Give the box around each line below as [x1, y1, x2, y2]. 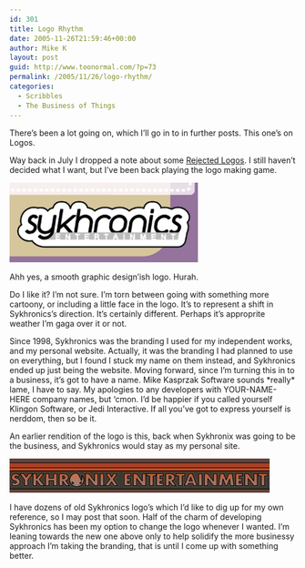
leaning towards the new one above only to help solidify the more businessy [9, 531, 295, 542]
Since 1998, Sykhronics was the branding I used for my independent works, [9, 335, 293, 346]
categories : [9, 82, 55, 91]
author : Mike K [9, 44, 67, 53]
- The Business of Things [17, 101, 117, 110]
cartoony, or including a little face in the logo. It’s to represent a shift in [9, 299, 274, 309]
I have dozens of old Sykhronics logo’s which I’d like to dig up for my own [9, 502, 284, 512]
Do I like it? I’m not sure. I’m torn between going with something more [9, 289, 269, 299]
